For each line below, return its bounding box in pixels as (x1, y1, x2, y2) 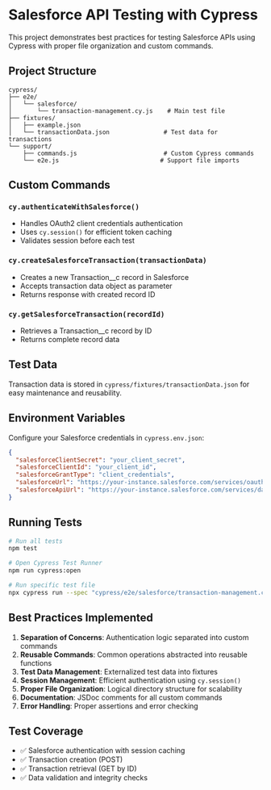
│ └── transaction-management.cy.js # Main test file (8, 107, 226, 115)
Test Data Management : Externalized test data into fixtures (19, 667, 218, 676)
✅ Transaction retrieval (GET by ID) (19, 764, 137, 774)
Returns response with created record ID (19, 289, 156, 299)
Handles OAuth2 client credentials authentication (19, 219, 183, 228)
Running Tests (8, 516, 82, 529)
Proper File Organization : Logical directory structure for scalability (19, 683, 243, 693)
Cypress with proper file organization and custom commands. (8, 40, 214, 50)
